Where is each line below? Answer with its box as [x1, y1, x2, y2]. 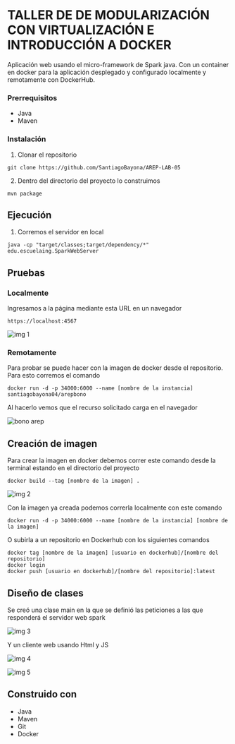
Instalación [7, 134, 46, 144]
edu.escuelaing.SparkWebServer [7, 248, 99, 255]
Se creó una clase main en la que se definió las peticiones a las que [7, 606, 203, 614]
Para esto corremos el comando [7, 371, 101, 380]
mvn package [7, 190, 42, 197]
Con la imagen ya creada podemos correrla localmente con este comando [7, 503, 222, 512]
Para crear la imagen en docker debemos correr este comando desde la [7, 456, 216, 465]
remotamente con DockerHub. [7, 75, 96, 84]
